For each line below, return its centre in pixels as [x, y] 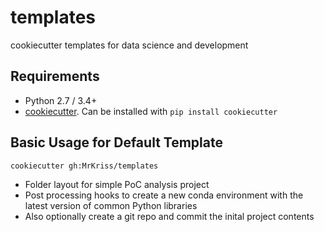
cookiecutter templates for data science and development [129, 45]
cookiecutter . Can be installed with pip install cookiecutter [151, 111]
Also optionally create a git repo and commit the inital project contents [169, 216]
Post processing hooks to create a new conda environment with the [164, 195]
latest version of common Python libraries [111, 205]
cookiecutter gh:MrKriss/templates [84, 166]
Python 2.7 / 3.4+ [61, 100]
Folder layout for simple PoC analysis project [117, 184]
